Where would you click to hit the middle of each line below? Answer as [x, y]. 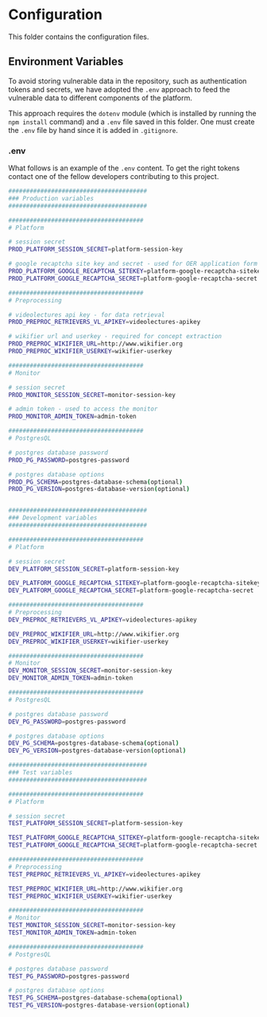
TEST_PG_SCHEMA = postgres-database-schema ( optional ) [95, 998]
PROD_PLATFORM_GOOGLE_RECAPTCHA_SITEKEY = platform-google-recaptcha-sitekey [136, 271]
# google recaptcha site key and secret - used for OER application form [133, 264]
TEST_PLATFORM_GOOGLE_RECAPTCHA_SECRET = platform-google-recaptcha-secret [133, 845]
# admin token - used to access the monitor [83, 409]
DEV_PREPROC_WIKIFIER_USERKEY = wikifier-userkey [89, 641]
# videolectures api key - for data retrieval [87, 315]
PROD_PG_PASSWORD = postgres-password [69, 460]
